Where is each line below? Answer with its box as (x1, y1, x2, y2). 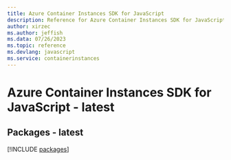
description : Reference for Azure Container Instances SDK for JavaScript (7, 17, 226, 23)
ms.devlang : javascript (7, 49, 76, 56)
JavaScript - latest (7, 99, 115, 114)
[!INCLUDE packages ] (7, 145, 69, 153)
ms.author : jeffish (7, 29, 63, 37)
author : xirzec (7, 23, 51, 30)
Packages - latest (7, 127, 84, 139)
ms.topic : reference (7, 42, 67, 49)
